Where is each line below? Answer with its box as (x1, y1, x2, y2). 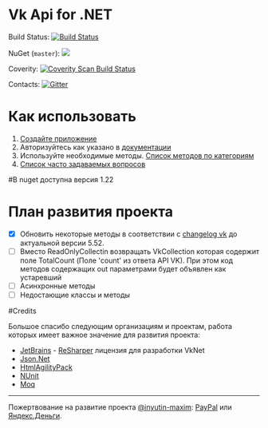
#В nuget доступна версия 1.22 (8, 174, 114, 184)
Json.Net (19, 354, 50, 364)
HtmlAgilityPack (19, 363, 73, 372)
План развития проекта (8, 203, 174, 221)
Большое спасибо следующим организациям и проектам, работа (8, 322, 233, 331)
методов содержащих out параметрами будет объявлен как (19, 264, 227, 273)
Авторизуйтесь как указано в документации (19, 142, 171, 152)
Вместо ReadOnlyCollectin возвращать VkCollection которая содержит (19, 246, 260, 256)
